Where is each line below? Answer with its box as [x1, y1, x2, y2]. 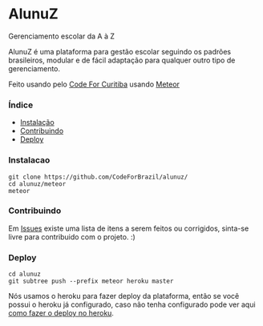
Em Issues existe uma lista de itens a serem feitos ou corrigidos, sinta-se [8, 223, 249, 233]
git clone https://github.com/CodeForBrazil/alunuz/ [8, 173, 188, 181]
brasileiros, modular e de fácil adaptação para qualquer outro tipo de [8, 55, 236, 65]
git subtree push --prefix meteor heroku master [8, 277, 174, 285]
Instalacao [8, 155, 51, 166]
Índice [8, 99, 34, 111]
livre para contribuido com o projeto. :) [8, 231, 136, 241]
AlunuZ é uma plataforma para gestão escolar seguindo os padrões [8, 46, 231, 56]
